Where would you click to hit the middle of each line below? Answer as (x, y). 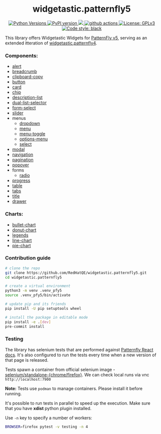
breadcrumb (25, 71)
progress (21, 181)
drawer (19, 201)
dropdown (30, 124)
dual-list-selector (29, 103)
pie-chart (21, 245)
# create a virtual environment (38, 286)
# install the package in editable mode (47, 317)
